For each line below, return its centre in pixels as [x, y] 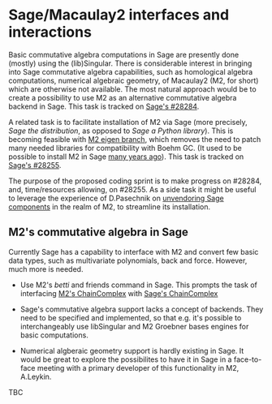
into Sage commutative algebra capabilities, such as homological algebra [131, 71]
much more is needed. [46, 269]
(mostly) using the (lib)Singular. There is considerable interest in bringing [130, 63]
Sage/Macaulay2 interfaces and [119, 15]
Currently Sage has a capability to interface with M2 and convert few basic [134, 251]
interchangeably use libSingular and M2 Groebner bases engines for [134, 326]
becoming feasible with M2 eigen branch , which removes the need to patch [135, 139]
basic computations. [54, 335]
